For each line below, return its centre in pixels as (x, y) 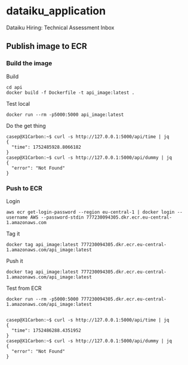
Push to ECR (24, 188)
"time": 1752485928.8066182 (47, 147)
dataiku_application (56, 11)
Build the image (29, 63)
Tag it (13, 234)
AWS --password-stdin (57, 217)
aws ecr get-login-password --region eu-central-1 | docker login (90, 212)
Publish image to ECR (47, 46)
